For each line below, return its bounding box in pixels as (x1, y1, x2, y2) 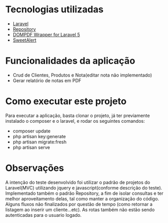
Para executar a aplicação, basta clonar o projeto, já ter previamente (5, 112, 150, 119)
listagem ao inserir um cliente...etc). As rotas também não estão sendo (5, 207, 155, 213)
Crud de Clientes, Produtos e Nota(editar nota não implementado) (12, 72, 153, 78)
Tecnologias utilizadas (5, 4, 104, 15)
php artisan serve (12, 144, 50, 150)
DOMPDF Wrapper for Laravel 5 (12, 31, 80, 38)
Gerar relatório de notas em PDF (12, 77, 82, 83)
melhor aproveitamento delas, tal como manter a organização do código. (5, 195, 159, 201)
